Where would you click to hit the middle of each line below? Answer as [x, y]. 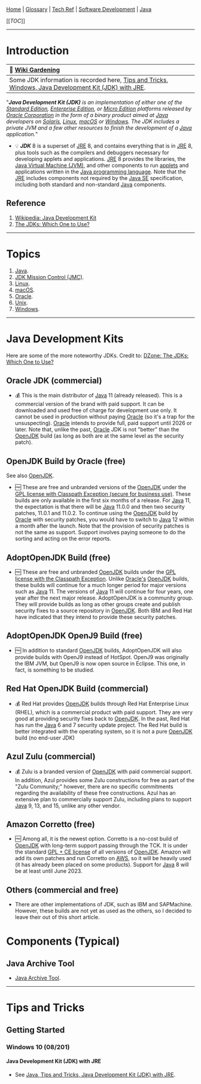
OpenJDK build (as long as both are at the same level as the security [99, 436]
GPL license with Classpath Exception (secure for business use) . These [103, 494]
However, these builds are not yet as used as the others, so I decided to [103, 911]
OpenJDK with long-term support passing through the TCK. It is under [101, 846]
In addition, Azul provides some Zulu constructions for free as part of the [104, 780]
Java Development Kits [65, 339]
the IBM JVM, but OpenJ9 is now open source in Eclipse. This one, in [100, 663]
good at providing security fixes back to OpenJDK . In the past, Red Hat [102, 718]
